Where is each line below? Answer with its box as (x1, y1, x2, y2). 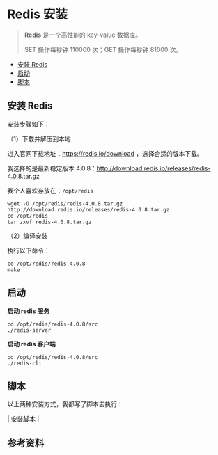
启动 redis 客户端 (7, 340, 56, 348)
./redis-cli (7, 360, 42, 367)
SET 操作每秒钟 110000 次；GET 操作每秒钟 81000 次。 (24, 45, 182, 54)
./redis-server (7, 326, 52, 334)
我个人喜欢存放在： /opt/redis (7, 186, 94, 195)
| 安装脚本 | (7, 415, 40, 423)
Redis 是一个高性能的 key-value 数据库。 (24, 31, 141, 39)
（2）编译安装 (7, 231, 48, 240)
